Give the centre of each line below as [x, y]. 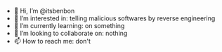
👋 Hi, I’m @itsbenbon [44, 11]
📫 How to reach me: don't [52, 41]
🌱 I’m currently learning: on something [69, 26]
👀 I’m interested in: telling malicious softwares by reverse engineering [115, 18]
